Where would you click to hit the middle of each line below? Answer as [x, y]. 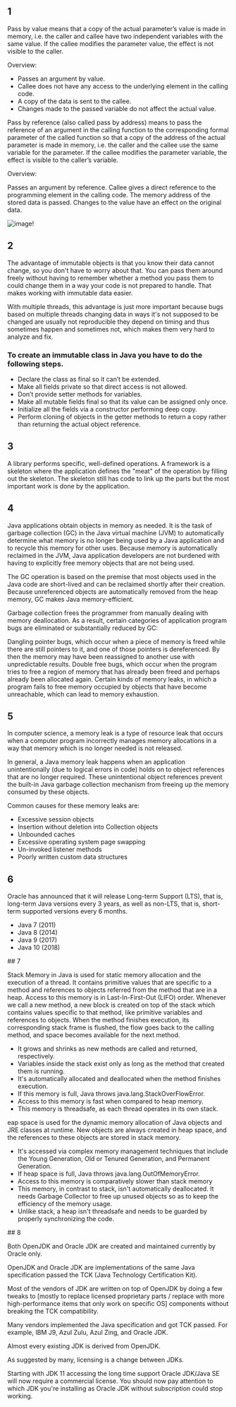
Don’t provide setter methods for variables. [80, 394]
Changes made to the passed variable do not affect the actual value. [117, 108]
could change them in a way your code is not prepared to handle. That [109, 285]
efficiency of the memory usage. [65, 1204]
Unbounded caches [46, 834]
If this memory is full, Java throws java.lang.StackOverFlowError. [111, 1094]
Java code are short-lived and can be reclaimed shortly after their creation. [116, 584]
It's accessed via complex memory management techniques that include [123, 1151]
